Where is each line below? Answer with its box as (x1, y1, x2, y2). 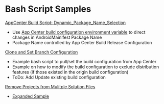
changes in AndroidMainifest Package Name (12, 34, 102, 40)
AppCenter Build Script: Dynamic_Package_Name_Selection (5, 20, 126, 26)
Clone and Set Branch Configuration (5, 49, 78, 55)
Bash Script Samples (5, 3, 92, 15)
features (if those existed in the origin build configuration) (12, 69, 129, 75)
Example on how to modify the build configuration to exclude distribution (12, 64, 159, 70)
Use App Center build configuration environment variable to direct (12, 29, 146, 35)
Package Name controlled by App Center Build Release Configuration (12, 39, 152, 45)
